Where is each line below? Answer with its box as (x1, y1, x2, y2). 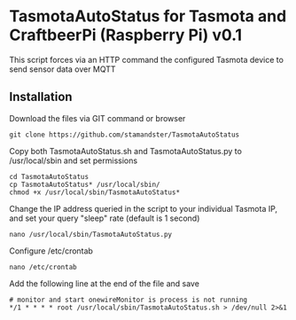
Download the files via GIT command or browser (9, 113, 186, 123)
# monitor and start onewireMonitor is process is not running (9, 295, 248, 304)
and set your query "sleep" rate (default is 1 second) (9, 213, 200, 223)
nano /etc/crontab (9, 262, 77, 271)
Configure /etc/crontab (9, 246, 93, 256)
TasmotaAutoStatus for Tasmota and (9, 6, 287, 27)
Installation (9, 90, 73, 105)
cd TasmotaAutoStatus (9, 172, 90, 181)
